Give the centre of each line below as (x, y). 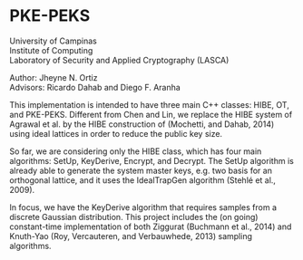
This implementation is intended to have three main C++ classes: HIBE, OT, (150, 104)
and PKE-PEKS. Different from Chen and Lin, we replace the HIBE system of (151, 114)
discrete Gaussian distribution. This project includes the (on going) (134, 217)
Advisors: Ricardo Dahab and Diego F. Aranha (95, 87)
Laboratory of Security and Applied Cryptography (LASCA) (119, 60)
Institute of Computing (51, 50)
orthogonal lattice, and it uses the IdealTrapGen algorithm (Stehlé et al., (143, 180)
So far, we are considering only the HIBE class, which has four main (136, 151)
